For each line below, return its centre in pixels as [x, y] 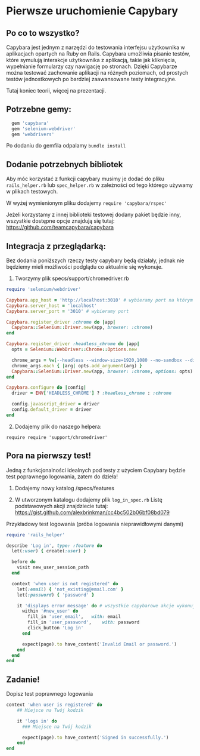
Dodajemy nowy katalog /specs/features [65, 488]
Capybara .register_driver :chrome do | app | [61, 322]
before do [24, 562]
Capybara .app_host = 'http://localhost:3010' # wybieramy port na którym [100, 300]
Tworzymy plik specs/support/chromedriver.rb [72, 278]
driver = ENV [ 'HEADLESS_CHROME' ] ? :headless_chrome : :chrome [91, 393]
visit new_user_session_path [53, 568]
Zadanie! [23, 679]
